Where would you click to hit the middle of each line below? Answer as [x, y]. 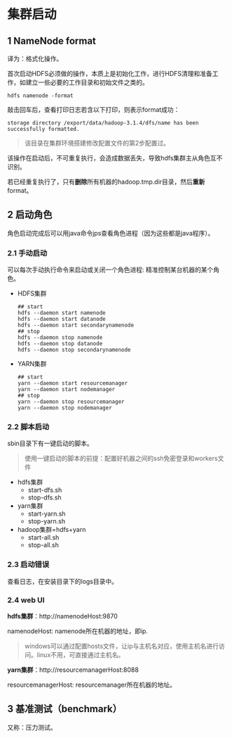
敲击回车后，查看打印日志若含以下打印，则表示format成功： [94, 109]
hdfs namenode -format [40, 96]
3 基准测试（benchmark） [65, 709]
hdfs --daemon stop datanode [60, 344]
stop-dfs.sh [45, 497]
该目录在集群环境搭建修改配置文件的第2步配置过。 [97, 143]
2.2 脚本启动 [28, 427]
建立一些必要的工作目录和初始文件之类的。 [87, 82]
